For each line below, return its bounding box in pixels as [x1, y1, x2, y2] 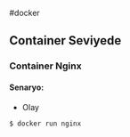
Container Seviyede [9, 33, 122, 48]
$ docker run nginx [9, 119, 82, 128]
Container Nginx [9, 60, 82, 72]
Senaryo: [9, 82, 45, 93]
